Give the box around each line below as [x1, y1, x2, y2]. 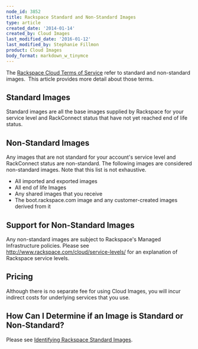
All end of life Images [14, 184, 67, 191]
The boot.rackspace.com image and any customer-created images [14, 197, 178, 204]
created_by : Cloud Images [6, 31, 70, 37]
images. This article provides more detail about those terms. [6, 75, 154, 82]
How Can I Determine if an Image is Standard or [6, 311, 184, 321]
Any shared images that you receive [14, 190, 103, 197]
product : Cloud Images [6, 47, 62, 53]
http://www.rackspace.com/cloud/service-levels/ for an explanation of [6, 248, 178, 255]
